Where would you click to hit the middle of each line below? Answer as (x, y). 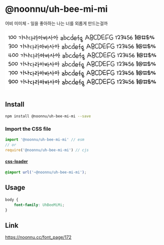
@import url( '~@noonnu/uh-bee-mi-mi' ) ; (46, 173)
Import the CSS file (28, 129)
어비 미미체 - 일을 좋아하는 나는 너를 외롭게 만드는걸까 (56, 23)
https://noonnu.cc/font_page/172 (38, 237)
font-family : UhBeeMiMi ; (39, 205)
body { (12, 200)
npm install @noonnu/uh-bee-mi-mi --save (48, 116)
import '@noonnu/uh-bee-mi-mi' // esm (45, 140)
